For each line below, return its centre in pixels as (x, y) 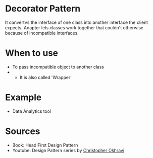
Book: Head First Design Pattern (45, 145)
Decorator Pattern (43, 9)
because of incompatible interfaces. (42, 33)
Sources (23, 131)
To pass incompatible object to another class (58, 67)
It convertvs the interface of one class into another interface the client (76, 22)
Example (23, 98)
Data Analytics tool (31, 111)
